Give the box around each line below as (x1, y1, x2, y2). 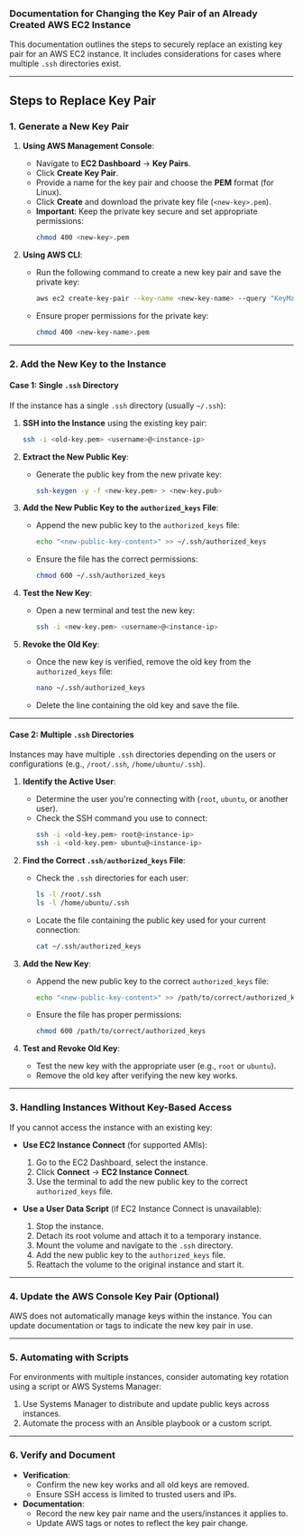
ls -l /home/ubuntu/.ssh (35, 898, 130, 908)
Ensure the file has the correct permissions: (35, 554, 198, 564)
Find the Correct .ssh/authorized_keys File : (22, 854, 187, 865)
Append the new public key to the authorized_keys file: (35, 520, 241, 531)
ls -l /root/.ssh (35, 890, 102, 899)
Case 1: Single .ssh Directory (9, 380, 119, 391)
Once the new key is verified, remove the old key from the (35, 657, 252, 667)
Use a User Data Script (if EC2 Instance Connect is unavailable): (22, 1203, 262, 1214)
